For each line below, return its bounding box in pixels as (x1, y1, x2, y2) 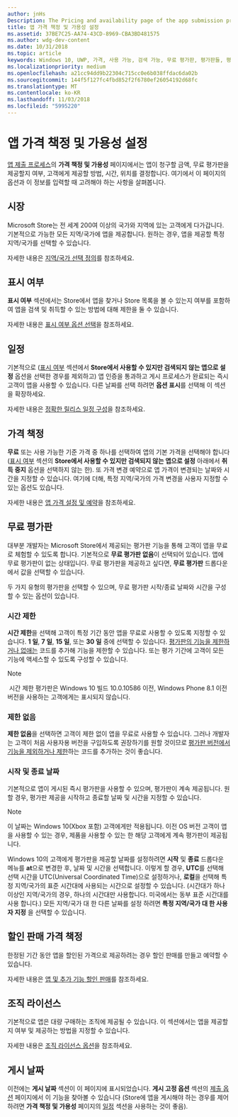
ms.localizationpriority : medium (7, 63, 106, 70)
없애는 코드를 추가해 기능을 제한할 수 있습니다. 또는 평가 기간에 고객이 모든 (20, 646, 225, 655)
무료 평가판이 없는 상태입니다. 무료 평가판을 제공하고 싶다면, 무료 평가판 (7, 558, 204, 567)
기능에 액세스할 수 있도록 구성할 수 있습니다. (7, 655, 129, 663)
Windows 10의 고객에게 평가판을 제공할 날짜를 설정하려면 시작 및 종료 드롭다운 (7, 855, 225, 863)
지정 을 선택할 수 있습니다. (14, 908, 86, 916)
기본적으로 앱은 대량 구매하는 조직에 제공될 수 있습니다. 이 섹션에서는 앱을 (7, 1018, 210, 1026)
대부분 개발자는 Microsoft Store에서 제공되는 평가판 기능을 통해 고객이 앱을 (7, 541, 215, 549)
